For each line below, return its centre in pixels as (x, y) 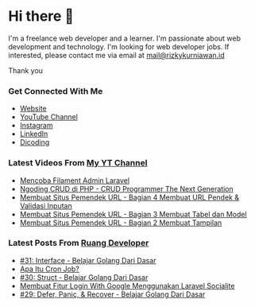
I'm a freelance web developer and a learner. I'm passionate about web (124, 38)
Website (33, 109)
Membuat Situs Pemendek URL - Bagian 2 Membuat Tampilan (121, 223)
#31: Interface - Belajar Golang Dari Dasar (88, 260)
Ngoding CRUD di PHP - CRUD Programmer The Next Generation (127, 188)
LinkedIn (34, 134)
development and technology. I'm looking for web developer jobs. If (119, 46)
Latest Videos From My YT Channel (78, 163)
